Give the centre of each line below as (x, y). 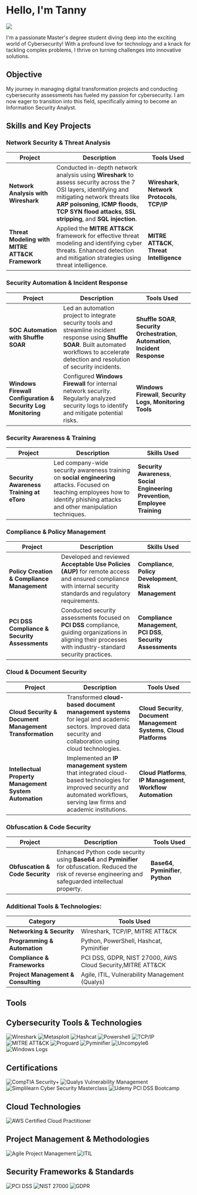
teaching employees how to (92, 492)
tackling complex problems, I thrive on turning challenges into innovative (94, 50)
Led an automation (89, 308)
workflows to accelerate (96, 352)
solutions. (18, 56)
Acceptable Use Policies (96, 564)
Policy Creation (31, 572)
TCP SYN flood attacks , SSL (96, 212)
